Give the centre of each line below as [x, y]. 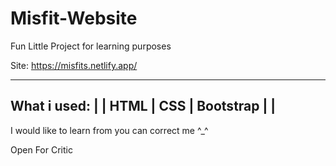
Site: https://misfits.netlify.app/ [74, 65]
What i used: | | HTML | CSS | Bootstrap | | [143, 106]
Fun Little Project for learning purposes [91, 46]
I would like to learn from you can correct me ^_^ [109, 130]
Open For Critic [41, 149]
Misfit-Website [74, 18]
